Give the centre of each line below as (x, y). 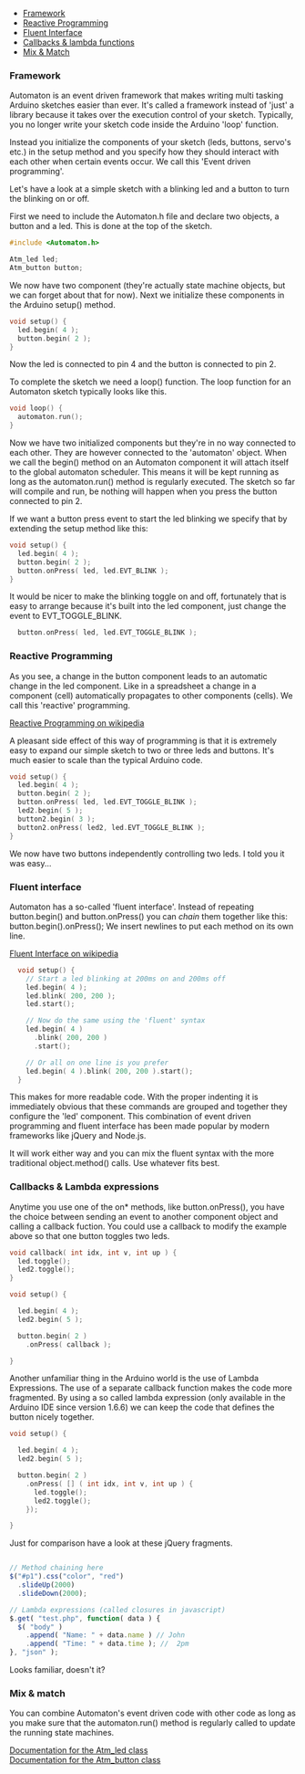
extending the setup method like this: (79, 529)
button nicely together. (52, 1417)
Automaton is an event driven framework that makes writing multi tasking (147, 96)
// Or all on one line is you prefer (97, 1063)
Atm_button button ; (46, 268)
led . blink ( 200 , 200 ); (71, 996)
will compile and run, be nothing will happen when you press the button (143, 491)
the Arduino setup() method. (62, 304)
